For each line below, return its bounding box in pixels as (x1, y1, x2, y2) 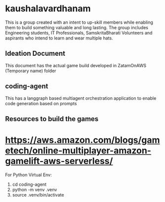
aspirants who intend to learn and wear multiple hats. (5, 35, 113, 41)
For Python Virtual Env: (5, 171, 52, 178)
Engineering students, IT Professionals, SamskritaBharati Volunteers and (5, 30, 153, 36)
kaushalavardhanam (5, 3, 91, 14)
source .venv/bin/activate (12, 192, 64, 198)
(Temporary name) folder (5, 68, 56, 74)
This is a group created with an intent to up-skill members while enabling (5, 19, 153, 25)
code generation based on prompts (5, 100, 77, 106)
